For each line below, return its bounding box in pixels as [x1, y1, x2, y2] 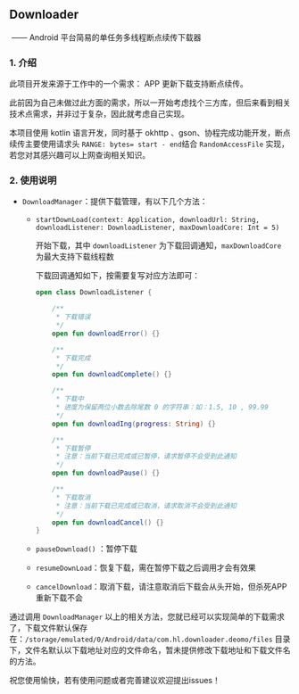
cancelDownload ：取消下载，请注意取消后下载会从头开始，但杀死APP [35, 582, 287, 592]
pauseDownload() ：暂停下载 [35, 543, 137, 554]
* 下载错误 [55, 312, 91, 322]
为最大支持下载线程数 [35, 252, 114, 262]
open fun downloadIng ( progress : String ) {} [52, 419, 216, 428]
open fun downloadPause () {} [52, 468, 161, 478]
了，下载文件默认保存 [9, 623, 87, 633]
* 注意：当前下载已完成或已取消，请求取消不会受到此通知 [55, 501, 237, 510]
